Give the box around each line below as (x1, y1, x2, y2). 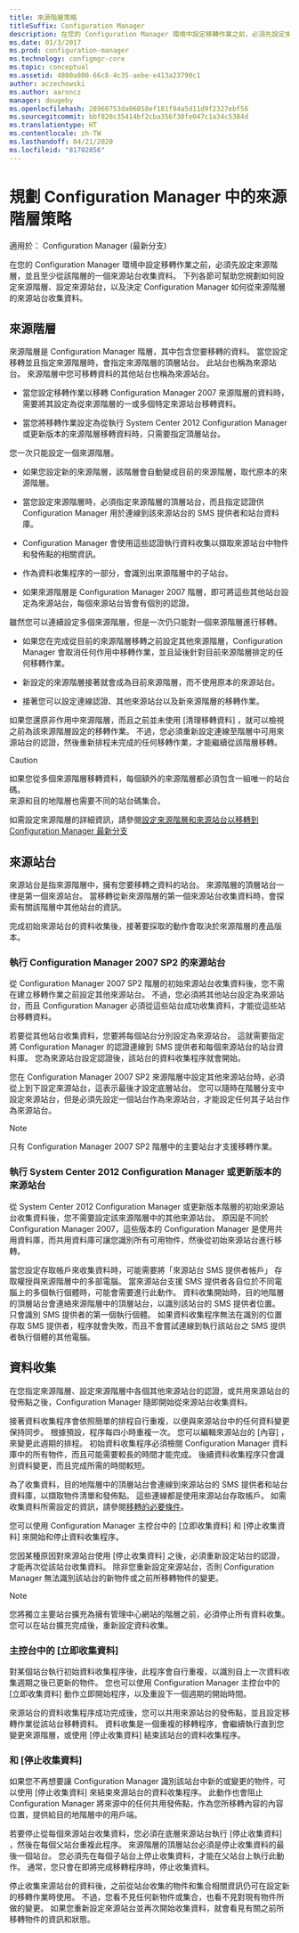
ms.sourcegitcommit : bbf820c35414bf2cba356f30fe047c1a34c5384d (9, 112, 249, 121)
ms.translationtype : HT (9, 121, 98, 130)
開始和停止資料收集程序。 (29, 1531, 125, 1542)
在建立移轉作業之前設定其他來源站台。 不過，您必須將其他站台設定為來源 (9, 990, 277, 1000)
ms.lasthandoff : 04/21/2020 (9, 137, 114, 146)
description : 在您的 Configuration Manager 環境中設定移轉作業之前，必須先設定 (9, 29, 286, 38)
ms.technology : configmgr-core (9, 54, 125, 63)
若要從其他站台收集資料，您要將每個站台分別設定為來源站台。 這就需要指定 (9, 1031, 285, 1041)
